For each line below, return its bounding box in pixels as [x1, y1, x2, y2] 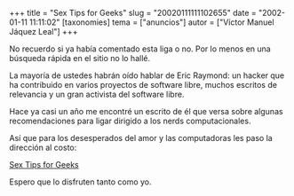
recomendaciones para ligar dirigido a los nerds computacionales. [9, 115, 251, 126]
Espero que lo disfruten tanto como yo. [9, 176, 153, 187]
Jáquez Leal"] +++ [9, 27, 78, 36]
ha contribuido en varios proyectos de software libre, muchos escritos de [9, 80, 278, 90]
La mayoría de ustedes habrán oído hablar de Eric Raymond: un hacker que [9, 70, 285, 81]
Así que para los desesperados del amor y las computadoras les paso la [9, 133, 273, 143]
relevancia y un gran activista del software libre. [9, 89, 185, 99]
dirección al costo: [9, 142, 77, 153]
